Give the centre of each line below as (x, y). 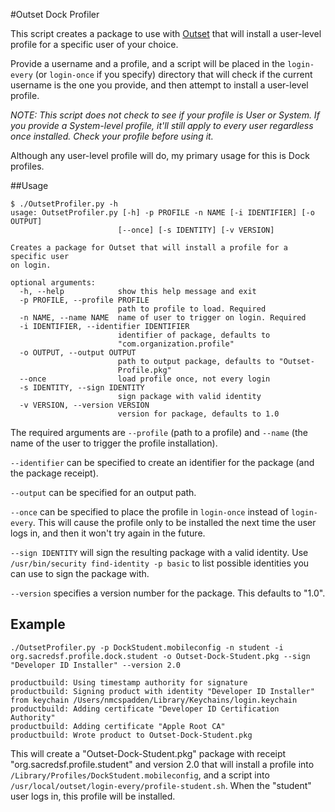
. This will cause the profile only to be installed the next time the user (174, 522)
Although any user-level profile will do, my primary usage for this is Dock (160, 155)
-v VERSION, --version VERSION (84, 405)
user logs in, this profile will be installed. (93, 796)
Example (38, 624)
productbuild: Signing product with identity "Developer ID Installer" (162, 691)
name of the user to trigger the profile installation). (114, 443)
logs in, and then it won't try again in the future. (108, 533)
